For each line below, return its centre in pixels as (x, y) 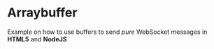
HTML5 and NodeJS (37, 39)
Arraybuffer (42, 13)
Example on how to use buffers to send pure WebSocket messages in (107, 32)
